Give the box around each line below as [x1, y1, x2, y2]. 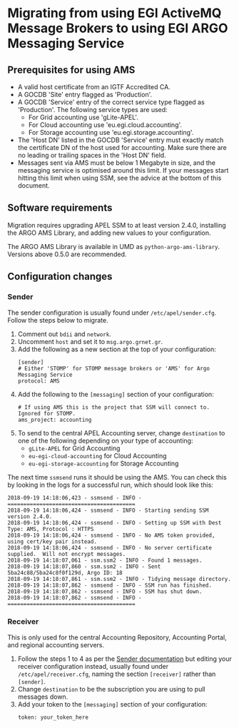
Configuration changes [7, 271, 113, 283]
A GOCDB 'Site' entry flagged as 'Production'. [17, 91, 152, 98]
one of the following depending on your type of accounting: [17, 436, 193, 445]
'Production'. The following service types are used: [17, 106, 168, 113]
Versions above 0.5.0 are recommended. [7, 250, 127, 258]
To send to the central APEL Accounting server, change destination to [17, 428, 225, 437]
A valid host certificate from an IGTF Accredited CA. [17, 83, 171, 91]
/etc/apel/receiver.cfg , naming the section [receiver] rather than [17, 669, 216, 678]
